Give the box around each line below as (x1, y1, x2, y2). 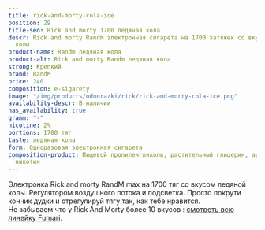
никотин (15, 158, 41, 166)
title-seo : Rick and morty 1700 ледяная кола (8, 26, 160, 34)
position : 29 (8, 19, 51, 27)
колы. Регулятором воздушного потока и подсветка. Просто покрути (8, 188, 242, 198)
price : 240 (8, 77, 44, 85)
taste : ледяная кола (8, 135, 77, 144)
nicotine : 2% (8, 121, 51, 129)
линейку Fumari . (8, 213, 63, 223)
